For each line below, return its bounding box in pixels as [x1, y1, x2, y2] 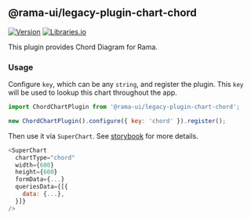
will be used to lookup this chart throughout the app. [8, 88, 178, 97]
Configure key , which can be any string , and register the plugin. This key [8, 80, 244, 89]
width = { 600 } [15, 160, 55, 169]
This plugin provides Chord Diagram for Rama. [8, 42, 158, 52]
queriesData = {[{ [15, 183, 68, 191]
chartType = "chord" [15, 153, 76, 161]
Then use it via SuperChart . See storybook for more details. [8, 131, 198, 140]
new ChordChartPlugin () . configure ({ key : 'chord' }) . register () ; [8, 117, 227, 124]
